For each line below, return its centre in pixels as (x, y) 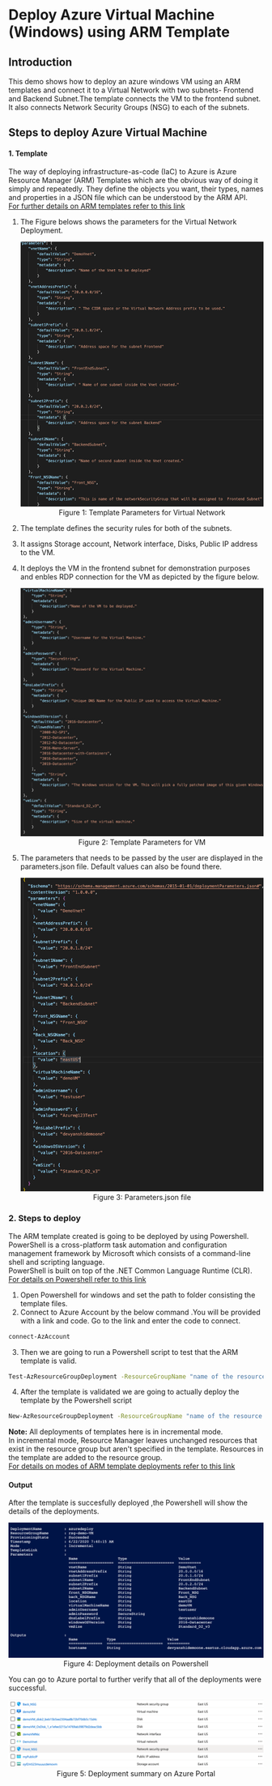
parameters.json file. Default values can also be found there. (121, 867)
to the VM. (37, 553)
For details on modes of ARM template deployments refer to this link (122, 1466)
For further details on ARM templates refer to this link (97, 206)
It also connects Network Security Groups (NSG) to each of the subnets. (129, 107)
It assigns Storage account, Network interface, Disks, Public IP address (139, 544)
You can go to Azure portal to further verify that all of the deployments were (135, 1680)
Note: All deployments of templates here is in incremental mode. (116, 1432)
